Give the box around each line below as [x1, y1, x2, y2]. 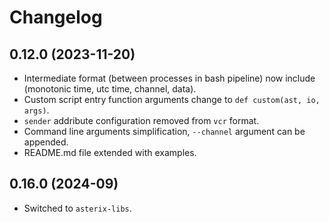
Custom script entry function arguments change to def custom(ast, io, [23, 94, 321, 105]
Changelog [9, 6, 103, 29]
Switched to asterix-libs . [23, 202, 132, 214]
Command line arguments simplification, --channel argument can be [23, 126, 306, 137]
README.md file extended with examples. [23, 147, 197, 158]
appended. [23, 136, 69, 148]
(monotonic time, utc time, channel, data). [23, 83, 197, 95]
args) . [23, 104, 50, 116]
